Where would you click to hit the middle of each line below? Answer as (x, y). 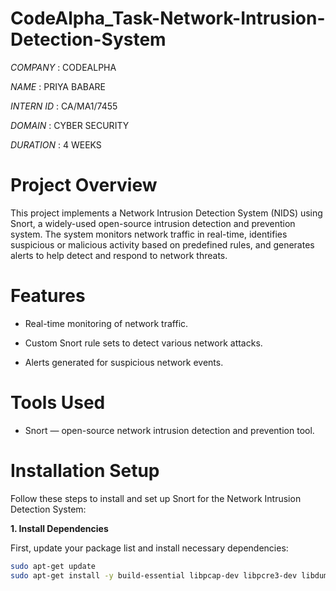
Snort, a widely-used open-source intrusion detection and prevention (153, 223)
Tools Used (58, 403)
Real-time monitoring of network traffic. (106, 323)
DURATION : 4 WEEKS (56, 144)
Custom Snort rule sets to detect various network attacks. (143, 343)
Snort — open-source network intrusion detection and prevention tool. (169, 430)
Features (48, 296)
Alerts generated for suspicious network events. (124, 362)
